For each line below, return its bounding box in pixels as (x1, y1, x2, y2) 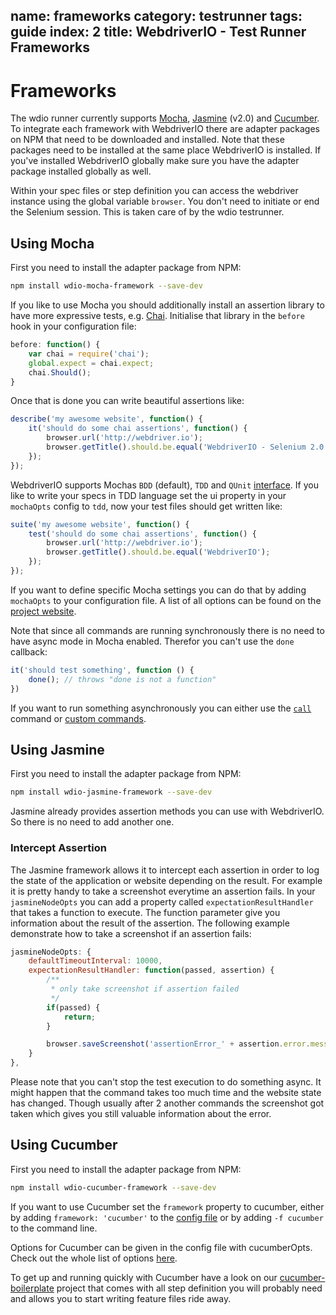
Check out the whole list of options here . (10, 1252, 178, 1264)
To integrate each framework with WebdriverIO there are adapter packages (10, 123, 320, 135)
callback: (10, 645, 48, 658)
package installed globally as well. (10, 165, 152, 178)
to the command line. (10, 1222, 98, 1234)
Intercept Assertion (10, 841, 107, 855)
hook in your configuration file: (10, 320, 137, 333)
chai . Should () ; (28, 367, 92, 378)
